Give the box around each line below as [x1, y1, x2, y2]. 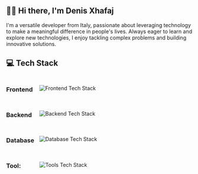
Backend [6, 110, 33, 119]
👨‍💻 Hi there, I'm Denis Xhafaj [6, 6, 114, 16]
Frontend [6, 85, 33, 93]
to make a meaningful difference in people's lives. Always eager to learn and [6, 28, 193, 35]
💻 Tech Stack [6, 58, 59, 68]
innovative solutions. [6, 40, 56, 47]
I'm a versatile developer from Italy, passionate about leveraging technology [6, 21, 191, 28]
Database [6, 136, 34, 145]
